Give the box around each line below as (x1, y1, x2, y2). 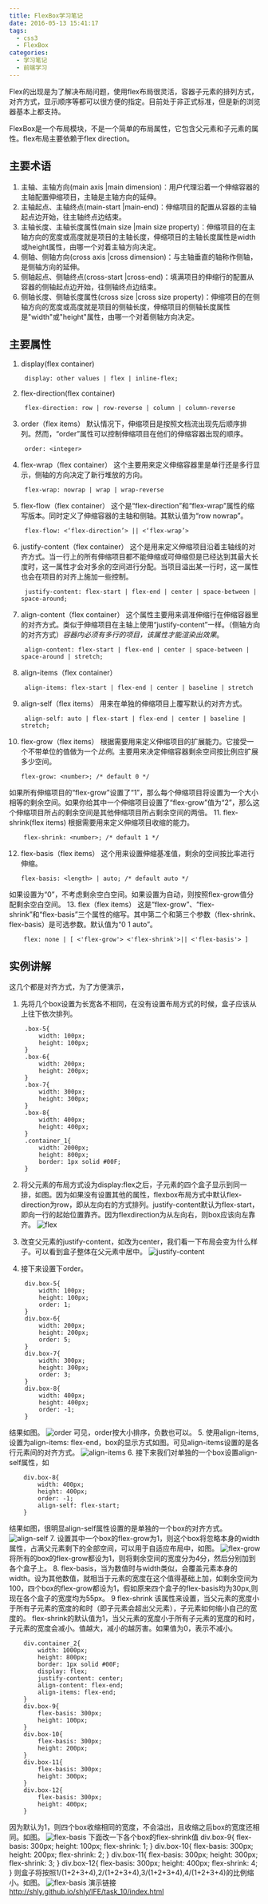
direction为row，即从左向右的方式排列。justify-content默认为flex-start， (20, 1200, 259, 1209)
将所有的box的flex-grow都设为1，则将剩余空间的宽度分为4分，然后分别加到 (9, 1554, 256, 1563)
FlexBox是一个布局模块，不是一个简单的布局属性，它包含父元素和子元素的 (9, 123, 252, 133)
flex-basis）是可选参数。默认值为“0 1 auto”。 (9, 920, 158, 930)
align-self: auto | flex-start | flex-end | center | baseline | (24, 715, 246, 723)
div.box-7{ (24, 1350, 61, 1358)
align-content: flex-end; (37, 1682, 124, 1690)
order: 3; (38, 1371, 72, 1379)
